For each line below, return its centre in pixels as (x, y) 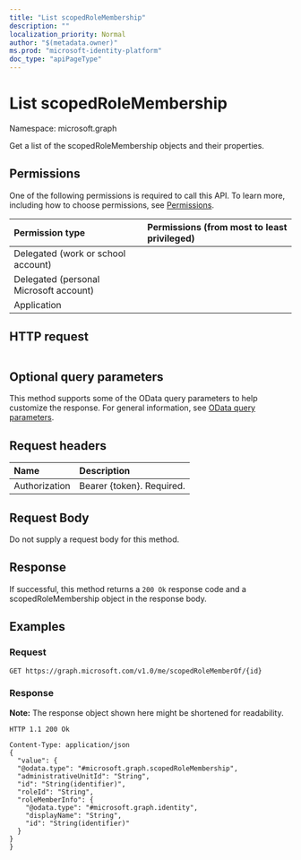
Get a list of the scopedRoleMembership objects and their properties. (137, 145)
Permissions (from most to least (217, 227)
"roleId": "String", (56, 792)
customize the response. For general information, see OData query (133, 408)
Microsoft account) (54, 290)
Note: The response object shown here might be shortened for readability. (146, 712)
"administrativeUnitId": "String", (84, 776)
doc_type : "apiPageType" (56, 59)
